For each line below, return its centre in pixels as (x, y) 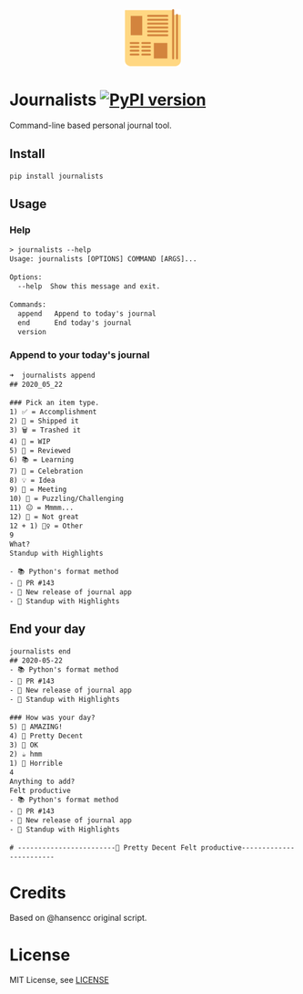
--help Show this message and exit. (89, 287)
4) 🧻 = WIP (30, 441)
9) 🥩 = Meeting (38, 489)
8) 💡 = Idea (32, 480)
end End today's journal (75, 323)
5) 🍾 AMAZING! (36, 727)
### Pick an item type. (55, 403)
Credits (38, 892)
